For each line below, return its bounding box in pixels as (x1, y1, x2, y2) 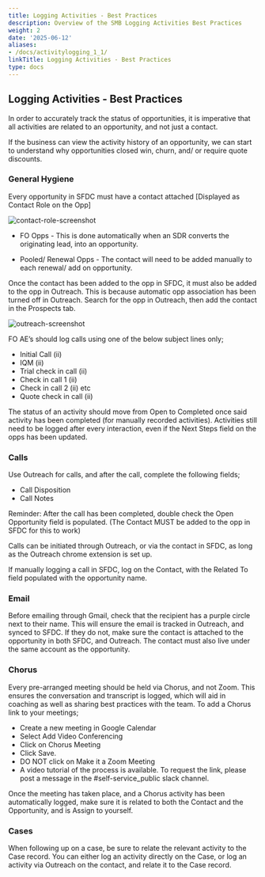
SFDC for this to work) (8, 526, 81, 535)
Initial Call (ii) (19, 349, 62, 359)
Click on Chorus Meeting (19, 739, 101, 749)
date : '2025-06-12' (8, 33, 73, 42)
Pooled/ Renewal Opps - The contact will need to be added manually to (19, 254, 252, 264)
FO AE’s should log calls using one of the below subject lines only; (8, 334, 224, 344)
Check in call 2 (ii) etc (19, 383, 91, 393)
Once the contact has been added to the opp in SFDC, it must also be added (8, 278, 257, 287)
